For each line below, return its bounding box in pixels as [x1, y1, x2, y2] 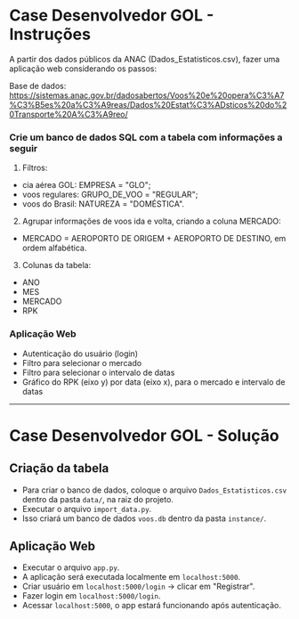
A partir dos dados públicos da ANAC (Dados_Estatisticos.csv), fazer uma [9, 53, 280, 64]
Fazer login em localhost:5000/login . [21, 590, 162, 601]
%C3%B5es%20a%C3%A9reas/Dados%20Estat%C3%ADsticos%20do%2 [9, 99, 287, 110]
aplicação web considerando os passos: [9, 63, 158, 74]
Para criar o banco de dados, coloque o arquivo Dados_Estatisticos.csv [21, 485, 287, 495]
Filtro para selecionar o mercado [21, 357, 142, 368]
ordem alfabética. [21, 242, 87, 254]
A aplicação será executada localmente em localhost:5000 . [21, 572, 241, 582]
